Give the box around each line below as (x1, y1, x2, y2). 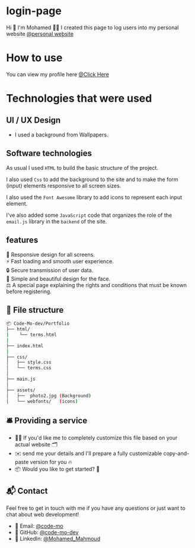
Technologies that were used (6, 92, 152, 105)
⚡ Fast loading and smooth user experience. (6, 257, 114, 264)
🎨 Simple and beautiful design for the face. (6, 275, 111, 282)
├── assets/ (6, 387, 36, 393)
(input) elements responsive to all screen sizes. (6, 182, 122, 189)
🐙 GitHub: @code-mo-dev (14, 529, 79, 536)
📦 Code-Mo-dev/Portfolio (6, 320, 70, 327)
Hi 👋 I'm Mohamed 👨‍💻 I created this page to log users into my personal (6, 24, 179, 31)
